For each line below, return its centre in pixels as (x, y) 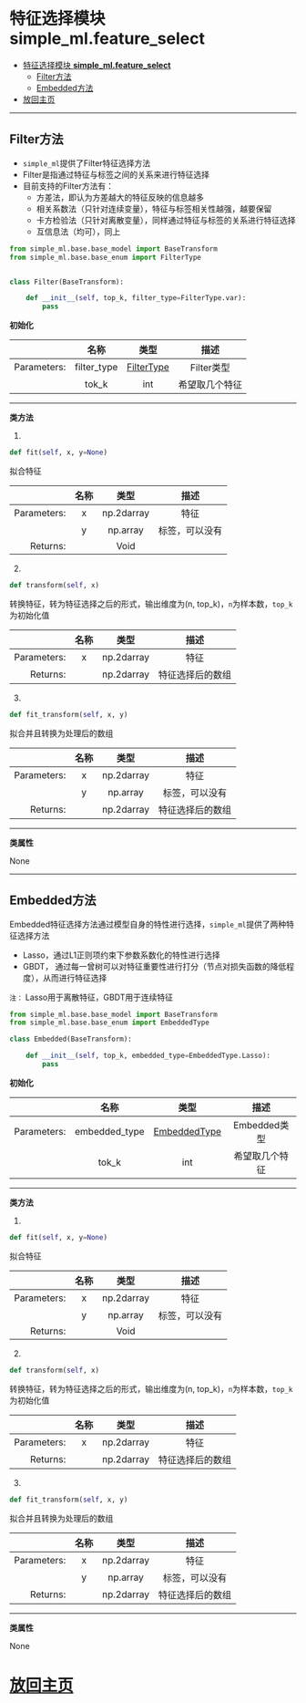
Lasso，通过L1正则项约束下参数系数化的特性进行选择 (121, 955)
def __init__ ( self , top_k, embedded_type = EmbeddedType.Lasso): (148, 1056)
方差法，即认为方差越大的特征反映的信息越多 (120, 197)
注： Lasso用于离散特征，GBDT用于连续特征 (92, 997)
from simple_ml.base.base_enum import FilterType (106, 257)
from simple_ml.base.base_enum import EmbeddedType (109, 1023)
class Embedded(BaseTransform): (71, 1039)
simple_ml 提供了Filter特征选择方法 (87, 163)
